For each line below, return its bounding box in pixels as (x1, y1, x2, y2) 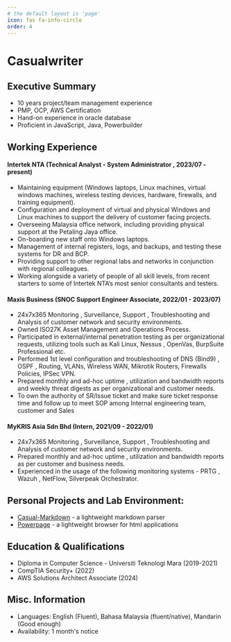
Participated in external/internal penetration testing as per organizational (17, 332, 225, 341)
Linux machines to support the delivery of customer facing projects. (17, 212, 212, 221)
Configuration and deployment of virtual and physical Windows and (17, 205, 210, 214)
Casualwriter (7, 53, 83, 69)
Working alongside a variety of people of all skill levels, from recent (17, 271, 210, 280)
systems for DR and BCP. (17, 249, 89, 257)
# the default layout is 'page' (7, 10, 101, 17)
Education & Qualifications (7, 541, 125, 552)
